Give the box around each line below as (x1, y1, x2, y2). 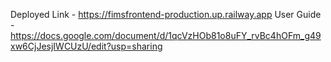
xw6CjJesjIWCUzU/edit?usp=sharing (10, 40, 163, 52)
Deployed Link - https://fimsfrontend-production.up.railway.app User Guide (10, 9, 322, 20)
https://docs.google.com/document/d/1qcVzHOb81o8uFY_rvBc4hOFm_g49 (10, 30, 322, 41)
